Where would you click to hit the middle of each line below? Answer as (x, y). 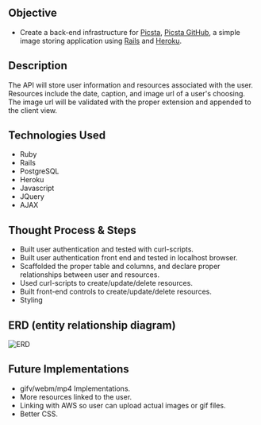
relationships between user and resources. (90, 275)
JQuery (32, 197)
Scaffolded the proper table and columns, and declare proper (120, 267)
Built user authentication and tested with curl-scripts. (107, 249)
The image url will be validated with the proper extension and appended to (130, 102)
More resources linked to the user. (76, 396)
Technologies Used (57, 136)
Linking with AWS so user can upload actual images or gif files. (123, 405)
